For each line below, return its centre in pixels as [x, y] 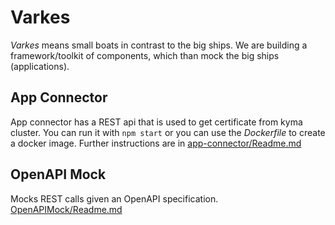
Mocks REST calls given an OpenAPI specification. [114, 198]
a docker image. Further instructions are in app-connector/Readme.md [156, 143]
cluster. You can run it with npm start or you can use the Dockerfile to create [168, 132]
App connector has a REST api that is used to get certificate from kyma [156, 122]
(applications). [40, 66]
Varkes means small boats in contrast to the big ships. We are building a [159, 45]
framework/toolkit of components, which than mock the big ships [145, 55]
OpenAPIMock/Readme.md [66, 209]
